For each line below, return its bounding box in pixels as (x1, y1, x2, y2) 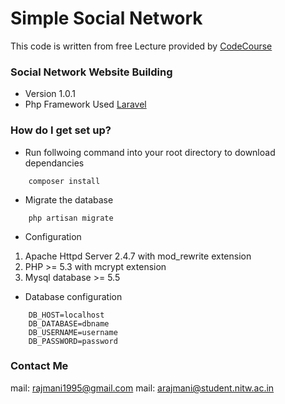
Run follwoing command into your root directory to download (24, 146, 276, 158)
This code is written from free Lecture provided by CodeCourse (10, 40, 273, 52)
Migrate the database (24, 193, 114, 206)
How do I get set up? (10, 123, 112, 137)
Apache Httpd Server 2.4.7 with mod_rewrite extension (24, 250, 252, 262)
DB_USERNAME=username (28, 327, 118, 337)
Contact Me (10, 359, 69, 373)
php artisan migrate (28, 213, 114, 223)
